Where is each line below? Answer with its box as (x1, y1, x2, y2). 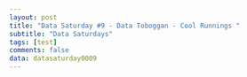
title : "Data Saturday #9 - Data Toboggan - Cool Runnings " (9, 21, 241, 30)
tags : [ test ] (9, 37, 58, 47)
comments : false (9, 46, 69, 55)
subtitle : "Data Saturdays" (9, 29, 114, 38)
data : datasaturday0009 (9, 54, 98, 63)
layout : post (9, 12, 58, 22)
